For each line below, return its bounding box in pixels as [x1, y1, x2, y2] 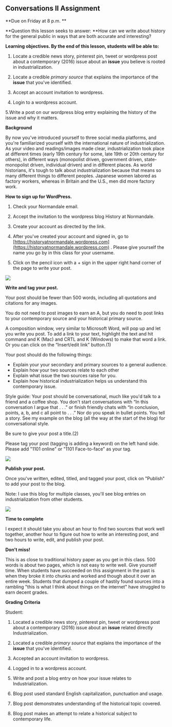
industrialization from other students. [5, 496, 84, 502]
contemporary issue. [12, 383, 57, 389]
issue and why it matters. [5, 114, 59, 121]
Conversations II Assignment [5, 4, 100, 13]
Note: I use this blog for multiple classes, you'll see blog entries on [5, 490, 146, 497]
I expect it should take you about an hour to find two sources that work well [5, 525, 165, 532]
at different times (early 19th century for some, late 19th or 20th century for [5, 151, 164, 157]
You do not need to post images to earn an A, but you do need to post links [5, 310, 164, 316]
